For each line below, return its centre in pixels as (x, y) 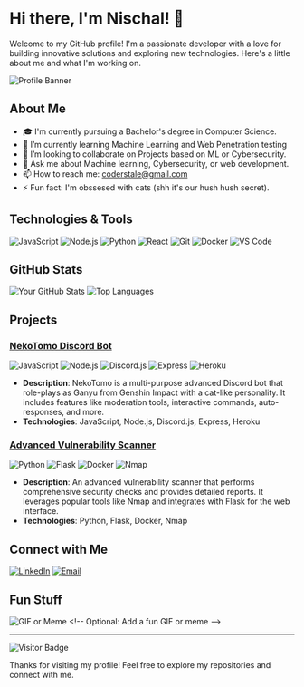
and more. (85, 412)
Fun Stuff (36, 600)
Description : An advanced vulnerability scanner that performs (138, 482)
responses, (43, 412)
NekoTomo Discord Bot (61, 345)
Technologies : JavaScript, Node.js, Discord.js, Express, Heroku (141, 421)
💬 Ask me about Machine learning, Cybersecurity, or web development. (156, 163)
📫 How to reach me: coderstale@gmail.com (105, 174)
